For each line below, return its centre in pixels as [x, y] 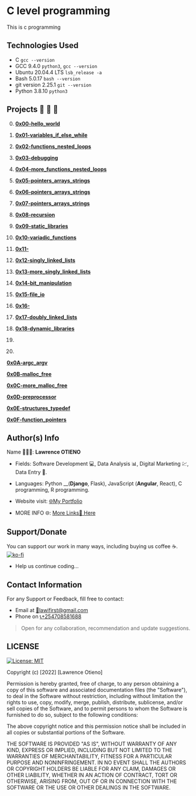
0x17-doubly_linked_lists [46, 317]
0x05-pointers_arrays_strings [52, 180]
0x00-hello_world [37, 123]
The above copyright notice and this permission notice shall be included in [96, 726]
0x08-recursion [35, 214]
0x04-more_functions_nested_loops [61, 169]
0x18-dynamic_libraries [45, 328]
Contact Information [44, 585]
